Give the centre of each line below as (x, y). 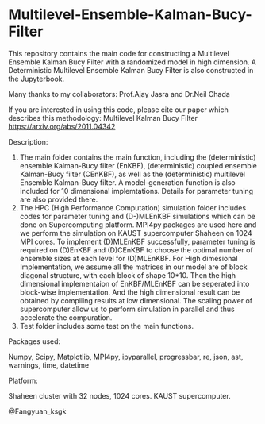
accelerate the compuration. (66, 317)
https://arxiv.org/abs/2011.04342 (62, 126)
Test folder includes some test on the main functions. (107, 326)
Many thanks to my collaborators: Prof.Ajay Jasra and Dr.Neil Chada (119, 94)
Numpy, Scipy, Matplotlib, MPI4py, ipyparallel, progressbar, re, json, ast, (126, 357)
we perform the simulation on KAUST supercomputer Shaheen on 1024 (136, 233)
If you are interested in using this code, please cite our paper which (118, 110)
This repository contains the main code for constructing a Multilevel (119, 53)
